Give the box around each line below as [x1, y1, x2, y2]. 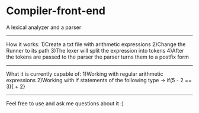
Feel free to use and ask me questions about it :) [6, 99, 124, 107]
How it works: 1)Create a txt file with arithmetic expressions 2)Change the [6, 40, 186, 48]
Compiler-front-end [6, 4, 105, 18]
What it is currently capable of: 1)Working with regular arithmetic [6, 70, 164, 78]
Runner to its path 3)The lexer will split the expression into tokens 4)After [6, 47, 185, 54]
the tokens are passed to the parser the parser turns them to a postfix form [6, 53, 190, 60]
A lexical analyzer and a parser [6, 24, 82, 31]
